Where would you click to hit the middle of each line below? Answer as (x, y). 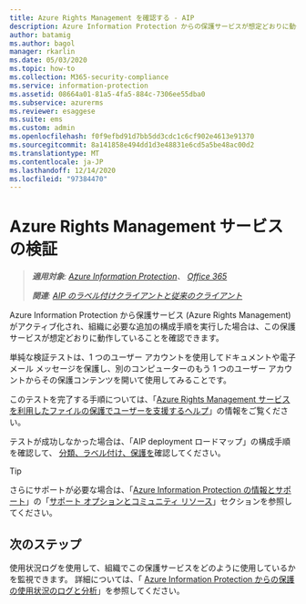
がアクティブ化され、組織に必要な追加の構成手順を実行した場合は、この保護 (153, 327)
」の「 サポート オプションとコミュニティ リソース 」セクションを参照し (159, 501)
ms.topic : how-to (42, 69)
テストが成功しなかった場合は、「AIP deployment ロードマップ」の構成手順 (150, 442)
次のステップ (46, 544)
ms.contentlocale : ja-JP (56, 162)
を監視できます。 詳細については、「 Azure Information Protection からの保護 (152, 579)
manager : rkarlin (42, 52)
